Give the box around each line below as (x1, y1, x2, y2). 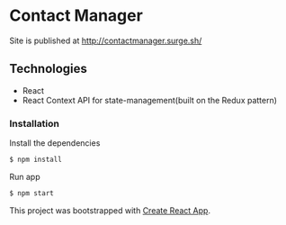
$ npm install (9, 155, 63, 165)
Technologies (9, 61, 88, 76)
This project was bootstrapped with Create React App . (9, 204, 211, 216)
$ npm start (9, 188, 54, 198)
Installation (9, 117, 60, 130)
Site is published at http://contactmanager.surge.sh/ (9, 35, 202, 46)
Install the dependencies (9, 138, 101, 148)
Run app (9, 171, 40, 182)
